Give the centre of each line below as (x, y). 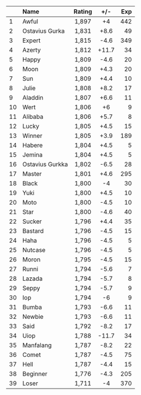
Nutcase (34, 250)
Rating (83, 11)
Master (32, 174)
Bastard (33, 231)
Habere (32, 145)
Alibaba (33, 117)
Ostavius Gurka (44, 31)
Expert (32, 40)
